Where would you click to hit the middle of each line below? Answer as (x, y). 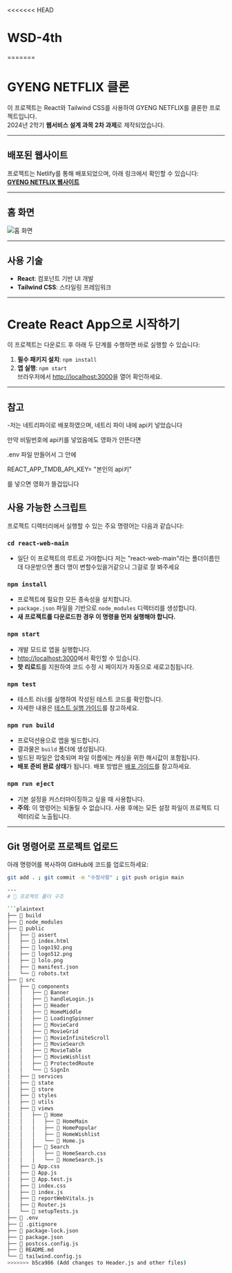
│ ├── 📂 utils (30, 1102)
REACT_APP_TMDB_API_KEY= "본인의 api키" (70, 469)
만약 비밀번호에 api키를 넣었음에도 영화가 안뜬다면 (74, 440)
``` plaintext (26, 909)
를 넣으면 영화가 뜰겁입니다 (43, 484)
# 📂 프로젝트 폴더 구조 (36, 897)
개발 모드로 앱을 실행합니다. (54, 649)
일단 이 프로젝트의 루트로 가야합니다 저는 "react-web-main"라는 (104, 558)
